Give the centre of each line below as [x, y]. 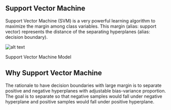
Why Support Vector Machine [54, 73]
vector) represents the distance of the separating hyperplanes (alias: [78, 31]
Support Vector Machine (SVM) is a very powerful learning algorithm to [80, 20]
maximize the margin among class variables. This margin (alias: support [81, 26]
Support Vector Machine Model [38, 57]
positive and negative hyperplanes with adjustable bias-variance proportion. [86, 91]
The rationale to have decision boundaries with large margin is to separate [84, 85]
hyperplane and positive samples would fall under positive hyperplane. [80, 101]
